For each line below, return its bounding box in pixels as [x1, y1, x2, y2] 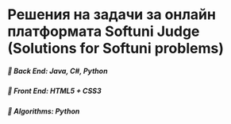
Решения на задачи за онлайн [7, 6, 216, 24]
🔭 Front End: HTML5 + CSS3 [7, 86, 102, 96]
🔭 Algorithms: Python [7, 106, 80, 116]
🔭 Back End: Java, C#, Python [7, 66, 108, 76]
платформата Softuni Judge [7, 22, 200, 41]
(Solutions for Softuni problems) [7, 40, 224, 57]
